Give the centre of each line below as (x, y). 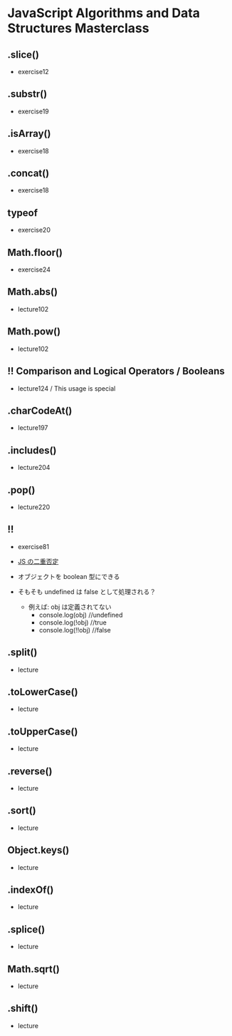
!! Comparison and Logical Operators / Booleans (116, 371)
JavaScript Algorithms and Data (104, 13)
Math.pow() (34, 332)
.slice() (23, 55)
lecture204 (34, 468)
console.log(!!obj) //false (75, 630)
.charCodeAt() (40, 410)
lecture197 (33, 428)
